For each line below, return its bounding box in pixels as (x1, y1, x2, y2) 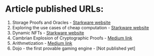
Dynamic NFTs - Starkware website (12, 30, 85, 36)
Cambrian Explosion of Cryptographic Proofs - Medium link (12, 35, 133, 41)
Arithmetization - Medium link (12, 40, 73, 46)
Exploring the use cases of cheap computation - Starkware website (12, 24, 149, 30)
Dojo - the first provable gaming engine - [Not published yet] (12, 45, 136, 51)
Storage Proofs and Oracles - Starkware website (12, 19, 111, 25)
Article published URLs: (5, 3, 104, 15)
